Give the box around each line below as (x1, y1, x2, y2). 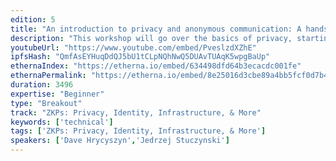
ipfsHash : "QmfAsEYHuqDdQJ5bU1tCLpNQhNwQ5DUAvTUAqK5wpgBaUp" (10, 52, 271, 62)
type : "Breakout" (10, 98, 83, 108)
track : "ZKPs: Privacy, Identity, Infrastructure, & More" (10, 107, 262, 118)
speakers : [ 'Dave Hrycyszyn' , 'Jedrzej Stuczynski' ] (10, 136, 230, 146)
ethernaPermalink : (10, 71, 87, 81)
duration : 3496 (10, 80, 74, 90)
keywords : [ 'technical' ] (10, 117, 114, 127)
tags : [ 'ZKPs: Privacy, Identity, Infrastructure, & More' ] (10, 126, 267, 136)
